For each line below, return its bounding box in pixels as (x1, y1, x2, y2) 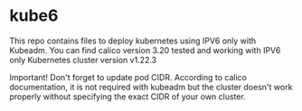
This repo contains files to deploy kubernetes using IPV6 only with (9, 35, 257, 46)
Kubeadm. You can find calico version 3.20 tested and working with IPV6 (9, 44, 281, 55)
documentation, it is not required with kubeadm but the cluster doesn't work (9, 81, 293, 92)
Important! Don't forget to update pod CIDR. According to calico (9, 71, 247, 82)
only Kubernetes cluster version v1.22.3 (9, 54, 156, 65)
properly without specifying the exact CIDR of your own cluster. (9, 91, 246, 102)
